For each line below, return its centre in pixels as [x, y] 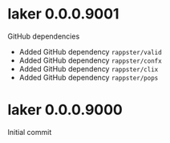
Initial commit [30, 132]
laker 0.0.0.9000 [65, 110]
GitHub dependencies [44, 36]
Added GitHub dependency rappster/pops [89, 77]
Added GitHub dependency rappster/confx [90, 60]
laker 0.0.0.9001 [63, 14]
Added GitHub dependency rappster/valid [90, 51]
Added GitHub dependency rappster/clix [89, 68]
